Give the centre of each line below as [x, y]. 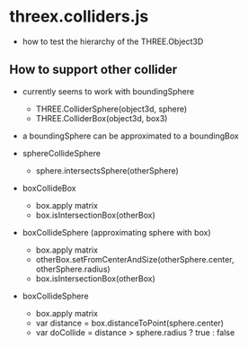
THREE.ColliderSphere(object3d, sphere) [111, 109]
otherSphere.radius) [73, 269]
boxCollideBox [49, 188]
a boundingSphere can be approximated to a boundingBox [131, 136]
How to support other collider [93, 70]
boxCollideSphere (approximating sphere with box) [116, 232]
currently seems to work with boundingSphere [108, 91]
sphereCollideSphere [62, 153]
